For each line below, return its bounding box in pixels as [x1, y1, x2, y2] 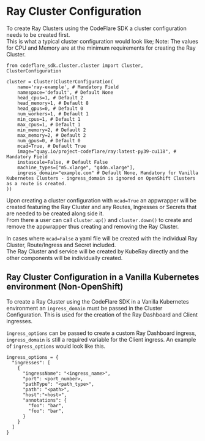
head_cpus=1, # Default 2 [17, 94, 84, 101]
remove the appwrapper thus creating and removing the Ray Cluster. [6, 223, 179, 230]
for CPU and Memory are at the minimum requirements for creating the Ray [6, 44, 196, 52]
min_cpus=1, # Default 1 [17, 116, 81, 122]
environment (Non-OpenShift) [6, 282, 124, 292]
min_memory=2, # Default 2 [17, 127, 86, 133]
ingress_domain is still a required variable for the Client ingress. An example [6, 336, 196, 343]
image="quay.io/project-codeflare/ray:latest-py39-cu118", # [17, 148, 176, 155]
